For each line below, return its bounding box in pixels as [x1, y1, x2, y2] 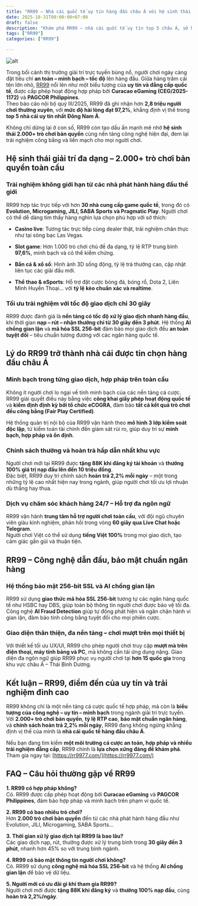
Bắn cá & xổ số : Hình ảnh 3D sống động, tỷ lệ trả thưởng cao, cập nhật [14, 261, 186, 268]
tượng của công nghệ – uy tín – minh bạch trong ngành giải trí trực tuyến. [6, 709, 185, 716]
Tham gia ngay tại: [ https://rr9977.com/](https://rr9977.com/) [6, 752, 154, 759]
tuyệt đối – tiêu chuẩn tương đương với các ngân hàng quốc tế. [6, 331, 159, 338]
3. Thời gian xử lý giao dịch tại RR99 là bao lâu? [6, 832, 124, 839]
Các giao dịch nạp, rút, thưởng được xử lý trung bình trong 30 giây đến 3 [6, 838, 183, 846]
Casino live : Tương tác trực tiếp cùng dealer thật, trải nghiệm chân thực [14, 225, 189, 232]
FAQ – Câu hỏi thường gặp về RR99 [6, 769, 136, 779]
